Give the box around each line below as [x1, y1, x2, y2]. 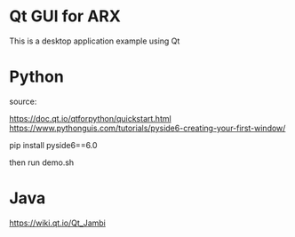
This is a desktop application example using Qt [9, 36, 180, 46]
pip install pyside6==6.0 [9, 139, 98, 150]
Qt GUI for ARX [9, 6, 122, 27]
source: [9, 96, 37, 107]
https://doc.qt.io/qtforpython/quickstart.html [9, 113, 171, 123]
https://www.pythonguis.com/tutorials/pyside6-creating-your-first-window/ [9, 122, 286, 133]
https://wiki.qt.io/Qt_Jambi [9, 217, 107, 228]
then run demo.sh [9, 157, 75, 168]
